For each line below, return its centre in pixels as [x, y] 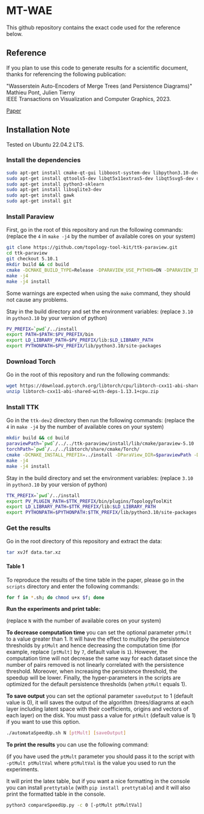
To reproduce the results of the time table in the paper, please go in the [95, 580]
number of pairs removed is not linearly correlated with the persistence [95, 665]
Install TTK [23, 407]
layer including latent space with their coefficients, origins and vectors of [97, 709]
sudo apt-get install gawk [40, 195]
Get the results [29, 528]
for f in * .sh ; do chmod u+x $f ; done [55, 597]
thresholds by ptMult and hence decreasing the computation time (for [93, 645]
